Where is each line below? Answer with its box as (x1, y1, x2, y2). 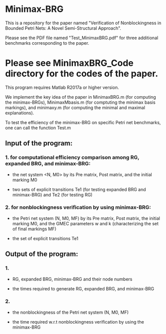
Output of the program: (5, 250, 79, 259)
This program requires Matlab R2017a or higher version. (5, 84, 119, 90)
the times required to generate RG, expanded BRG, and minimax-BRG (12, 285, 155, 291)
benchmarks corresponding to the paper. (5, 40, 89, 46)
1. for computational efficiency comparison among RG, (5, 154, 140, 161)
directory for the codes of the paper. (5, 68, 159, 79)
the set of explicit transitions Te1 (12, 235, 79, 241)
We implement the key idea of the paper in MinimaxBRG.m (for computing (5, 94, 156, 100)
